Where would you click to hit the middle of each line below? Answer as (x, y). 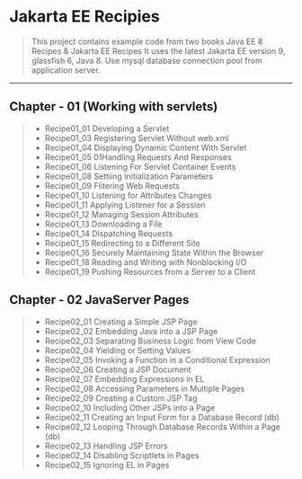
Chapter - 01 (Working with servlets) (114, 106)
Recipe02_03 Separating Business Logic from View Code (150, 341)
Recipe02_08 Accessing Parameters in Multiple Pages (145, 388)
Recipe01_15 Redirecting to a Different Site (122, 243)
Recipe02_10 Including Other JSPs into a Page (130, 407)
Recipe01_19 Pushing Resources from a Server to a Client (150, 271)
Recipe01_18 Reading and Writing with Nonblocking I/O (146, 262)
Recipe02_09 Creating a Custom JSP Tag (121, 398)
